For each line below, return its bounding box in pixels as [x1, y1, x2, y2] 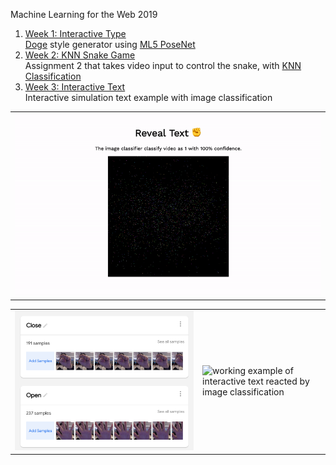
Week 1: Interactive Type [24, 28, 127, 39]
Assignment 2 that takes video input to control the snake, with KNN [24, 60, 302, 71]
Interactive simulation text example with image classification [24, 92, 273, 103]
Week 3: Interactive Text [24, 81, 126, 93]
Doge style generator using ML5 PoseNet [24, 39, 196, 50]
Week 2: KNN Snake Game [24, 49, 136, 61]
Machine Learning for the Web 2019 [10, 9, 158, 20]
